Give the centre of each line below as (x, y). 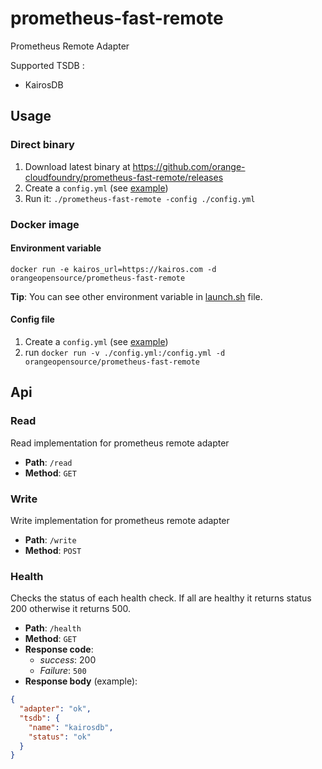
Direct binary (42, 145)
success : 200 (68, 660)
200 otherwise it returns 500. (70, 609)
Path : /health (53, 628)
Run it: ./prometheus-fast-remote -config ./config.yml (140, 198)
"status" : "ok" (60, 737)
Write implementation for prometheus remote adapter (120, 520)
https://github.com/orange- (189, 166)
